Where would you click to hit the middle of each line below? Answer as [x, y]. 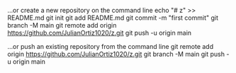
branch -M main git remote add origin [62, 25]
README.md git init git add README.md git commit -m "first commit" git [113, 18]
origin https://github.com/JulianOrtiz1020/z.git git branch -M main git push [116, 54]
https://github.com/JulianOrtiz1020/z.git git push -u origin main [100, 33]
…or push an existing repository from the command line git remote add [111, 46]
